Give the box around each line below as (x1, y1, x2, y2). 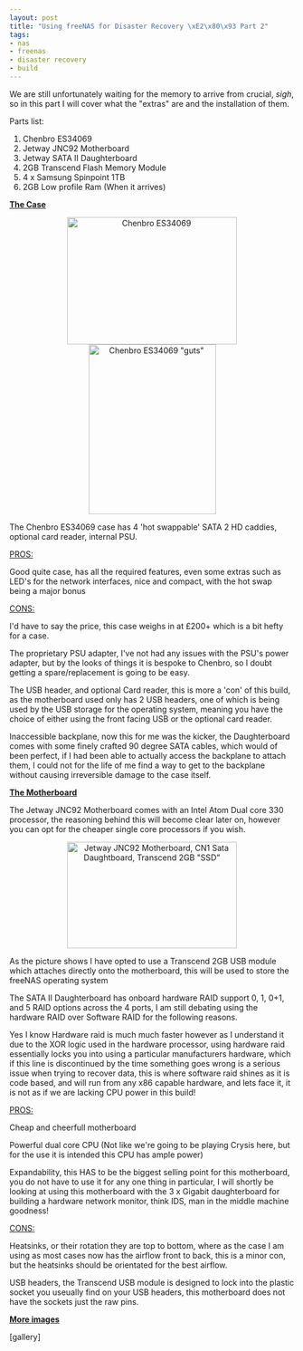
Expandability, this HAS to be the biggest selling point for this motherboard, (9, 1166, 290, 1177)
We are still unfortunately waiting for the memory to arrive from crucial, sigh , (9, 88, 294, 100)
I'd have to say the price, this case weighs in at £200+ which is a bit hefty (9, 620, 284, 631)
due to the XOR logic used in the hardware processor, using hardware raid (9, 1039, 286, 1049)
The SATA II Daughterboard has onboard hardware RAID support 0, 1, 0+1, (9, 992, 285, 1003)
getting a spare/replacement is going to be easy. (9, 666, 190, 677)
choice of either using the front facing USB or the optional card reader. (9, 713, 273, 724)
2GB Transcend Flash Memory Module (22, 162, 167, 173)
